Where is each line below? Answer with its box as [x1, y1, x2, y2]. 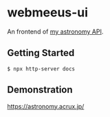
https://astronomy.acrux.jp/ [7, 102, 85, 110]
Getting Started [7, 47, 75, 59]
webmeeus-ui [7, 5, 88, 21]
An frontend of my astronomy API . [7, 27, 104, 36]
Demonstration [7, 84, 74, 96]
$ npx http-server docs [7, 65, 76, 73]
